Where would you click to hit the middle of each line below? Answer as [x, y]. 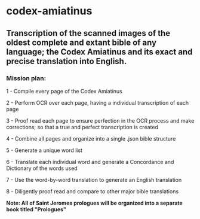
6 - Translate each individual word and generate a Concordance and [90, 162]
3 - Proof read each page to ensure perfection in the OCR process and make [100, 120]
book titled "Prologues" [36, 209]
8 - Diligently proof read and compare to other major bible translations [93, 191]
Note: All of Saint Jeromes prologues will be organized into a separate [95, 203]
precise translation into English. [67, 61]
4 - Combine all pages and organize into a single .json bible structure [91, 138]
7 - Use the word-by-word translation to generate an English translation [94, 180]
